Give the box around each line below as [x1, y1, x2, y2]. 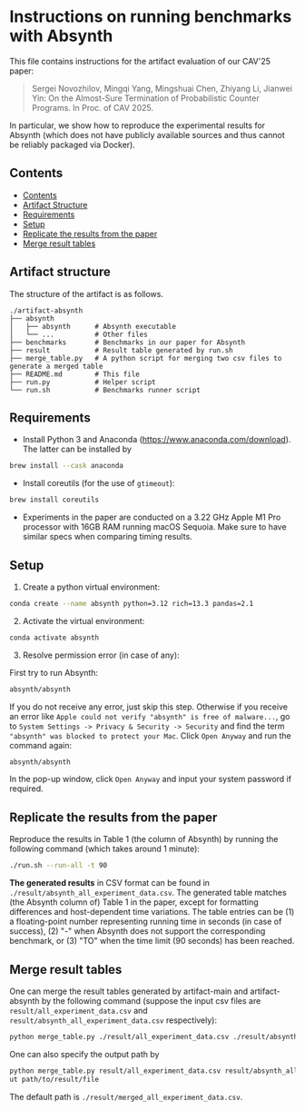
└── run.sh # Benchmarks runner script [9, 385, 202, 394]
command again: [9, 739, 73, 750]
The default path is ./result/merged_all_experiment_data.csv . [9, 1091, 243, 1102]
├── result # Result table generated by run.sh [9, 345, 233, 355]
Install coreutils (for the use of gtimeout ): [22, 478, 175, 489]
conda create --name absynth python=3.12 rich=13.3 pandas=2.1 [9, 599, 254, 608]
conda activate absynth [9, 633, 100, 642]
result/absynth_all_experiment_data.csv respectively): [9, 1015, 218, 1026]
